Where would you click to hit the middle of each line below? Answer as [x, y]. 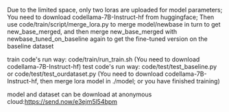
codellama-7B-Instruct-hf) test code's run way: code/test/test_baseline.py [112, 67]
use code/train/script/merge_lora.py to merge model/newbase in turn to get [114, 24]
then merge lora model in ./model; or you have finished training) [130, 81]
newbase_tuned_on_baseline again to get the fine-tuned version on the [107, 39]
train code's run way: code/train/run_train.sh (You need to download [104, 59]
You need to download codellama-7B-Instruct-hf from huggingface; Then [111, 17]
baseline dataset [31, 46]
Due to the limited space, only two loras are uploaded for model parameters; [115, 10]
